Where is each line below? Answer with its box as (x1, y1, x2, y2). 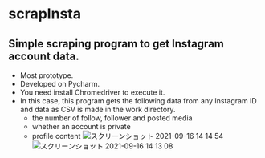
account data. (8, 49, 80, 63)
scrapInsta (8, 5, 82, 23)
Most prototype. (19, 71, 74, 80)
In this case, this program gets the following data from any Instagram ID (19, 96, 257, 105)
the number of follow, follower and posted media (31, 113, 193, 123)
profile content (31, 132, 81, 140)
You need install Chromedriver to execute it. (19, 87, 165, 97)
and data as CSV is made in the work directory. (19, 105, 176, 114)
